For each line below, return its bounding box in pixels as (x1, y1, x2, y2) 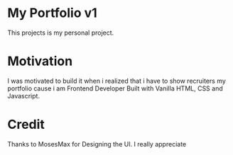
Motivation (7, 53, 73, 69)
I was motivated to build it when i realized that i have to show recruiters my (7, 76, 226, 85)
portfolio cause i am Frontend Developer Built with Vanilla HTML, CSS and (7, 84, 223, 93)
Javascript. (7, 91, 40, 100)
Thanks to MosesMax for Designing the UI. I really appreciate (7, 139, 187, 148)
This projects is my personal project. (7, 28, 114, 37)
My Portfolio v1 (7, 5, 97, 21)
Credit (7, 117, 45, 132)
